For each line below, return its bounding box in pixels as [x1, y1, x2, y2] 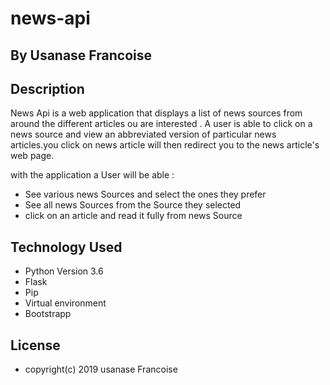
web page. [10, 150, 55, 162]
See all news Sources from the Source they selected [24, 199, 242, 211]
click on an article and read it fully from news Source [24, 210, 243, 222]
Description [10, 80, 85, 97]
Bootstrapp [24, 308, 72, 320]
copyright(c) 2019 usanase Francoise [24, 363, 178, 376]
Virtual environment [24, 297, 107, 309]
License [10, 337, 61, 354]
